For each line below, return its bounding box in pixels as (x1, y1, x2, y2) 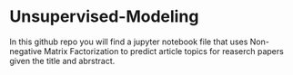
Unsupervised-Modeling (9, 6, 199, 27)
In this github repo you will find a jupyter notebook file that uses (9, 36, 248, 47)
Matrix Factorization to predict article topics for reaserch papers (44, 45, 284, 56)
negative (9, 45, 43, 56)
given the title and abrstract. (9, 55, 116, 66)
